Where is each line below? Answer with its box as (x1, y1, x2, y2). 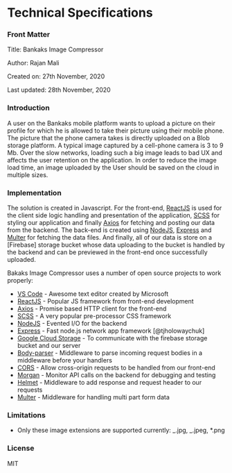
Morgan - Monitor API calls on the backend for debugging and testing (17, 371, 216, 379)
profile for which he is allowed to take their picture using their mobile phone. (7, 126, 225, 135)
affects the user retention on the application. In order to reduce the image (7, 156, 217, 164)
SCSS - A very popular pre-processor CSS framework (17, 312, 172, 320)
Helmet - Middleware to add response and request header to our (17, 379, 202, 387)
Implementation (7, 188, 62, 197)
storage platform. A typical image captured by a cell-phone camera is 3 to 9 (7, 141, 224, 149)
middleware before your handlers (17, 356, 113, 365)
